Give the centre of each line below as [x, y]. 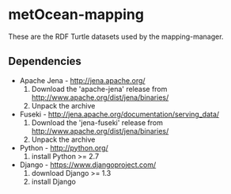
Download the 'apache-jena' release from [99, 89]
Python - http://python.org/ [64, 147]
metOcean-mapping [76, 15]
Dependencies [45, 61]
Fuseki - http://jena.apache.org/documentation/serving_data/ [119, 114]
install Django [54, 181]
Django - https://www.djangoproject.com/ [88, 165]
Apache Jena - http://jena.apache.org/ [82, 80]
